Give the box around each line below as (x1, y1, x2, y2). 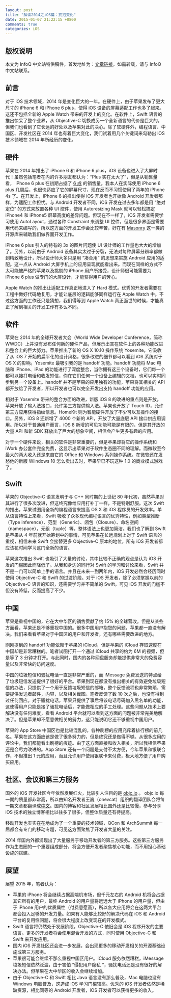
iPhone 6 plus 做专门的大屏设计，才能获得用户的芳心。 (5, 274, 120, 280)
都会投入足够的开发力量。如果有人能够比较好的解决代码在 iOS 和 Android (12, 910, 165, 916)
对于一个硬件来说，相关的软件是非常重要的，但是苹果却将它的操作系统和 (5, 439, 157, 445)
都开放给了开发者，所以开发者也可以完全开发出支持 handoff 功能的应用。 (5, 385, 158, 391)
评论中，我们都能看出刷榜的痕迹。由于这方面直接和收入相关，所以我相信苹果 (5, 740, 166, 746)
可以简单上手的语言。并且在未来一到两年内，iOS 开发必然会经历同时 (22, 568, 166, 574)
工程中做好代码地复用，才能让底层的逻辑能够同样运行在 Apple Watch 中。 (5, 291, 159, 297)
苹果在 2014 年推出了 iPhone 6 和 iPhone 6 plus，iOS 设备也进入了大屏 (5, 167, 154, 173)
